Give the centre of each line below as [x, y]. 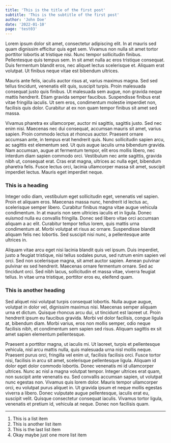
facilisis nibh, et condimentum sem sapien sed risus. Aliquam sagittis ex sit [83, 328]
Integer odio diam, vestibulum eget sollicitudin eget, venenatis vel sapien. [82, 196]
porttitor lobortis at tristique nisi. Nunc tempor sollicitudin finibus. [74, 55]
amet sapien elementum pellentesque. [45, 334]
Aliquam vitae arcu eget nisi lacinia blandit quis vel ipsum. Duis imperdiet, [82, 250]
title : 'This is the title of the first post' [55, 10]
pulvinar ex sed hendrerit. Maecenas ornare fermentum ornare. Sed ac [79, 266]
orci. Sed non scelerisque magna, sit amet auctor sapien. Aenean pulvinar [83, 261]
